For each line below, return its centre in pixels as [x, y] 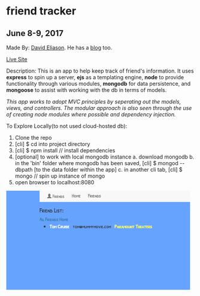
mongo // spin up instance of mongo [60, 176]
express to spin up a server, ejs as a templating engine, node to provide [95, 77]
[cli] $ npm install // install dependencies [65, 150]
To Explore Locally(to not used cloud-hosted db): [67, 126]
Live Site [17, 59]
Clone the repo [33, 137]
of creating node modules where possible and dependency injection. [91, 114]
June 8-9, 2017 [35, 33]
